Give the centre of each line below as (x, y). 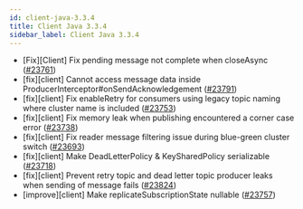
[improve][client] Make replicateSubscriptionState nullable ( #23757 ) (149, 195)
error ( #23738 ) (50, 128)
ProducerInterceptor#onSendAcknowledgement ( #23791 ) (130, 89)
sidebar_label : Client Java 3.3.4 (75, 34)
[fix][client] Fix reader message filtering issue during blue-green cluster (156, 138)
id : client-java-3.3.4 (52, 18)
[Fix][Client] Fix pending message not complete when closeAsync (145, 61)
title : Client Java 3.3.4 (58, 26)
